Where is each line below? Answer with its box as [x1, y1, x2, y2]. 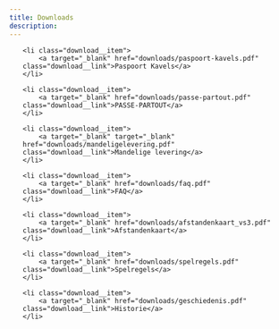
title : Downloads [9, 13, 74, 22]
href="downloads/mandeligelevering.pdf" [21, 139, 175, 148]
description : [9, 21, 58, 30]
